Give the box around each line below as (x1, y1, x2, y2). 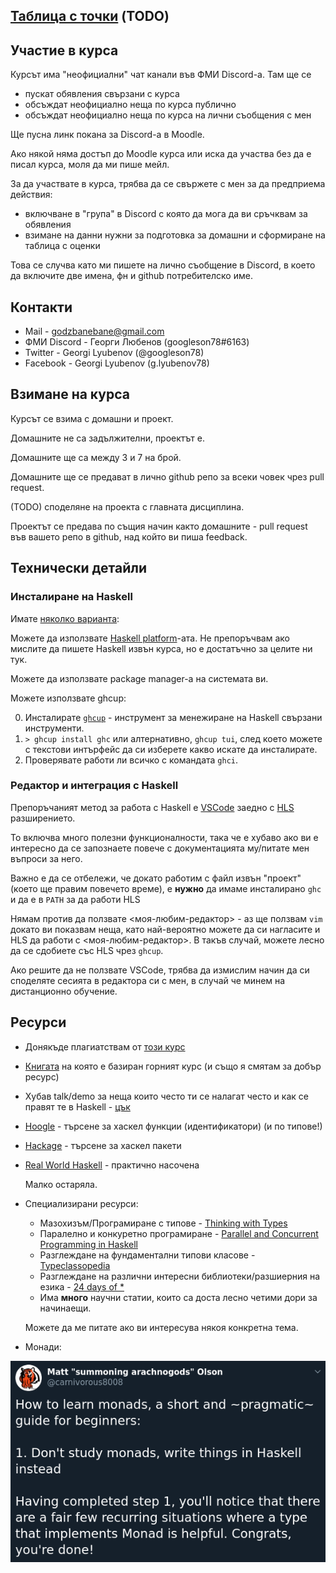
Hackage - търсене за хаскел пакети (24, 1139, 182, 1151)
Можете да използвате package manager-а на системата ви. (10, 672, 269, 684)
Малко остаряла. (24, 1178, 98, 1190)
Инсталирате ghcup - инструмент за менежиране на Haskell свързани (24, 711, 323, 723)
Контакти (10, 299, 73, 316)
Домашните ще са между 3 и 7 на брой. (10, 451, 182, 463)
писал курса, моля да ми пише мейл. (10, 159, 170, 171)
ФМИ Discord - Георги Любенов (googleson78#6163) (24, 336, 250, 348)
